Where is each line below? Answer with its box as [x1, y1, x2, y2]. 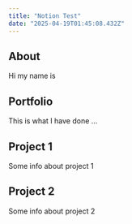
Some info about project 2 [8, 206, 96, 216]
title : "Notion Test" [8, 11, 82, 20]
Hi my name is [8, 71, 56, 81]
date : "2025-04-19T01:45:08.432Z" [8, 19, 126, 28]
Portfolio [8, 94, 53, 108]
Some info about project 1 [8, 161, 94, 170]
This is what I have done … [8, 116, 98, 126]
